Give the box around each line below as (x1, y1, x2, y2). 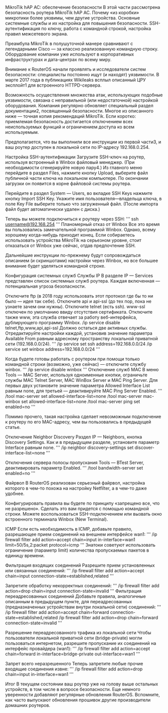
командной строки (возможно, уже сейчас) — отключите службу (5, 361, 146, 367)
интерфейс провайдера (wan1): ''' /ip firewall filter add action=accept (5, 646, 150, 651)
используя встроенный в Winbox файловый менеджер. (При (5, 159, 135, 165)
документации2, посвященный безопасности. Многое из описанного (5, 108, 154, 114)
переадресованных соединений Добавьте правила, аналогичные (5, 593, 146, 599)
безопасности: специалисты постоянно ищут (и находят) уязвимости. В (5, 72, 159, 77)
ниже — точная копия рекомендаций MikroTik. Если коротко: (5, 113, 136, 119)
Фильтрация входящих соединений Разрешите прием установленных (5, 562, 155, 568)
